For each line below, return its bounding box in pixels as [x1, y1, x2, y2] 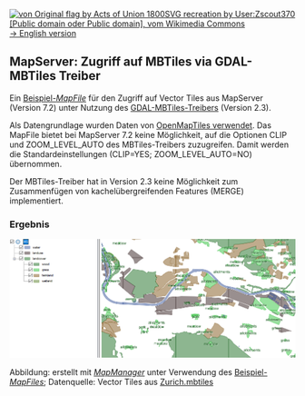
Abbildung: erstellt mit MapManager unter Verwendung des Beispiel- [9, 367, 268, 378]
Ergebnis [9, 218, 50, 231]
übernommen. [9, 158, 63, 169]
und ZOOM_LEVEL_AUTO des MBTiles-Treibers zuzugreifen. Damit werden [9, 139, 290, 150]
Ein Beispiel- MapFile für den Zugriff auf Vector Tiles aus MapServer [9, 92, 263, 104]
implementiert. [9, 195, 64, 206]
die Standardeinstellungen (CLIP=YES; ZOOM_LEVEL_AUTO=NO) [9, 148, 252, 159]
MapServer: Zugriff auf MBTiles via [9, 54, 212, 70]
